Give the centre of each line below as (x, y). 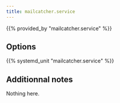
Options (21, 47)
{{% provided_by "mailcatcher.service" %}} (59, 28)
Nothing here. (23, 94)
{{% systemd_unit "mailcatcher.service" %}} (60, 61)
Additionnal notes (40, 79)
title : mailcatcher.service (41, 11)
